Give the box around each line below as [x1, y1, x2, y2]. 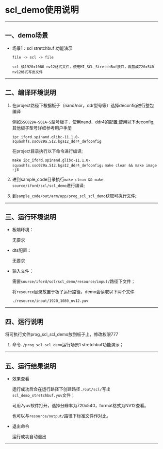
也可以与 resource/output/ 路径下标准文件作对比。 [12, 413, 111, 419]
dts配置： [12, 247, 32, 253]
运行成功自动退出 [12, 434, 47, 439]
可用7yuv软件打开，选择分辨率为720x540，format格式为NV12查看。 [12, 403, 149, 408]
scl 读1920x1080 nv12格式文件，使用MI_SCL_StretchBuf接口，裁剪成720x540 [12, 64, 154, 69]
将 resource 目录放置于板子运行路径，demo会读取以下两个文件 [12, 289, 135, 295]
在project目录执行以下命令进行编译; [12, 148, 83, 154]
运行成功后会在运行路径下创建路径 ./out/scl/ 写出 [12, 386, 111, 392]
